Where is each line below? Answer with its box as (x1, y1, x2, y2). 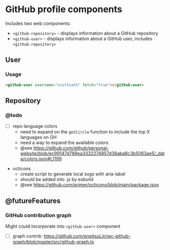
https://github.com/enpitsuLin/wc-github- (43, 233, 131, 239)
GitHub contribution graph (5, 211, 72, 219)
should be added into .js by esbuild (20, 176, 94, 183)
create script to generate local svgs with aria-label (20, 171, 126, 177)
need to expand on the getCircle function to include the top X (20, 129, 150, 135)
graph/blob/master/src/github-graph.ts (12, 239, 94, 244)
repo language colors (12, 123, 57, 129)
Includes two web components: (5, 20, 71, 26)
